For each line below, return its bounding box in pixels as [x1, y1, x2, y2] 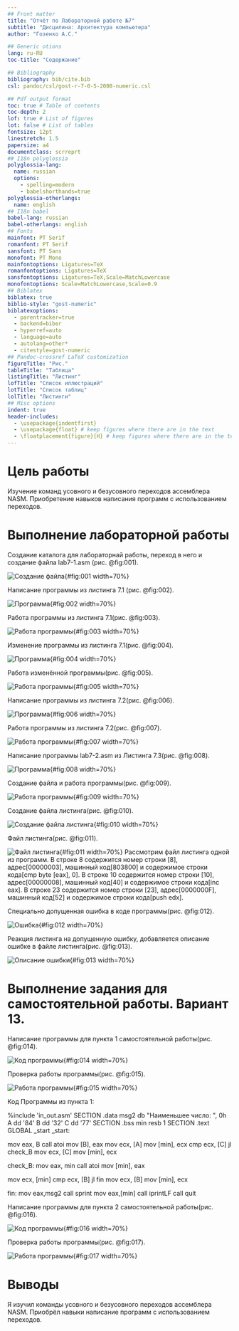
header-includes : [7, 413, 59, 420]
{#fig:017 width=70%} [73, 1251, 138, 1260]
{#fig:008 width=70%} [49, 764, 116, 773]
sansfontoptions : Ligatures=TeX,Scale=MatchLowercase [7, 274, 171, 281]
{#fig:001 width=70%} [64, 572, 129, 580]
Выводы [7, 1277, 59, 1293]
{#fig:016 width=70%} [63, 1224, 128, 1232]
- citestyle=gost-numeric [14, 347, 91, 354]
